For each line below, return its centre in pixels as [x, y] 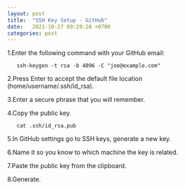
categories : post [32, 33]
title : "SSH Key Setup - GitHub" [58, 20]
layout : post [26, 14]
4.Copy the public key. [39, 113]
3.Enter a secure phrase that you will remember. [76, 100]
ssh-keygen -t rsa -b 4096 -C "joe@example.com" [88, 66]
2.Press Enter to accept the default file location [75, 79]
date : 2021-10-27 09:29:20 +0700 [59, 27]
